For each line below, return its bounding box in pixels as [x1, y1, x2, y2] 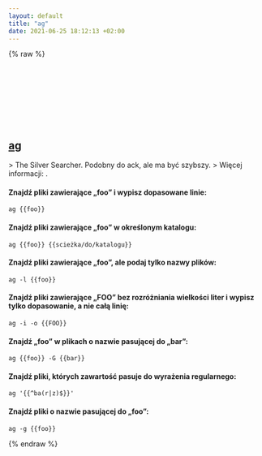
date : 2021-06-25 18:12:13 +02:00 [8, 27, 126, 35]
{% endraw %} [8, 439, 58, 449]
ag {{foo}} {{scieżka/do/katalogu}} [8, 240, 132, 248]
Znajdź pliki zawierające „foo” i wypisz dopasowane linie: [8, 187, 207, 197]
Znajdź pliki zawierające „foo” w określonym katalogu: [8, 222, 197, 232]
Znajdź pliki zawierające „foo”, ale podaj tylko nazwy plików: [8, 257, 217, 268]
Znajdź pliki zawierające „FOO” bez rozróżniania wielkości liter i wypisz [8, 293, 255, 303]
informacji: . [8, 169, 49, 179]
